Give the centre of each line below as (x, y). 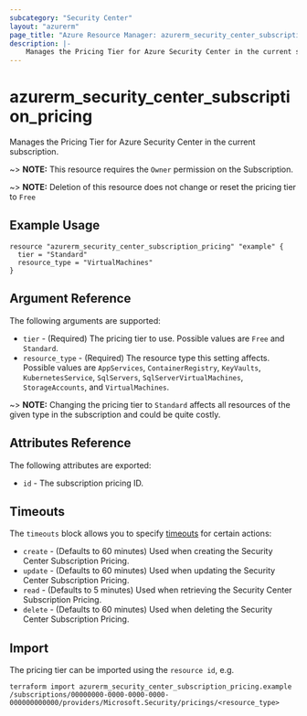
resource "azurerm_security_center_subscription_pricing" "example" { (147, 246)
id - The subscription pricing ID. (83, 483)
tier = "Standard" (53, 254)
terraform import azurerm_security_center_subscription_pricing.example (151, 687)
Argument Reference (70, 299)
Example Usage (55, 225)
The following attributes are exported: (80, 465)
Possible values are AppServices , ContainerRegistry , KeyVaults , (142, 368)
